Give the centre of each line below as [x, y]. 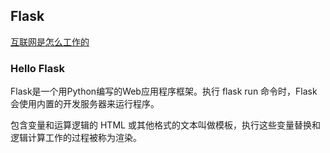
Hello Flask [37, 68]
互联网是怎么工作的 [50, 41]
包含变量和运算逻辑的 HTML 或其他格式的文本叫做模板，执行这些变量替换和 [165, 125]
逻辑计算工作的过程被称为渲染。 [76, 138]
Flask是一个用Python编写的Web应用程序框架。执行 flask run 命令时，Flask [164, 91]
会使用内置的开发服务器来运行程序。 [85, 104]
